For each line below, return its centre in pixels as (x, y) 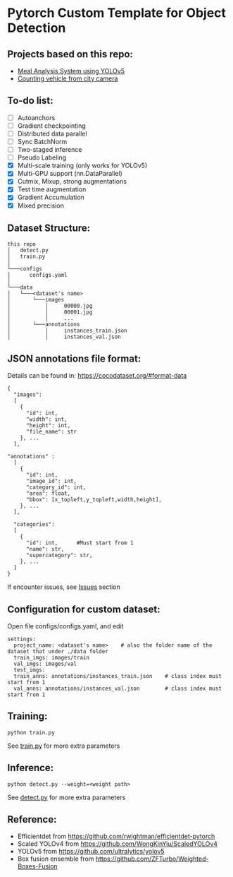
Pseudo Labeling (42, 157)
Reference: (32, 819)
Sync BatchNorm (42, 142)
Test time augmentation (52, 189)
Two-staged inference (50, 150)
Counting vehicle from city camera (68, 78)
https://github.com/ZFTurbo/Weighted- (152, 859)
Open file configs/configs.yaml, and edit (65, 626)
